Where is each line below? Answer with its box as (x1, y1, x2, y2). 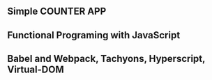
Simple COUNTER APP (7, 6, 107, 17)
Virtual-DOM (7, 64, 64, 76)
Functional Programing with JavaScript (7, 29, 181, 41)
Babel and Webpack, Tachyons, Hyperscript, (7, 53, 206, 65)
